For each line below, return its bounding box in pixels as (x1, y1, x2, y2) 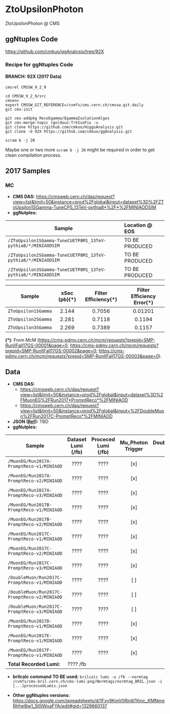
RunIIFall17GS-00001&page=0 (5, 342, 68, 348)
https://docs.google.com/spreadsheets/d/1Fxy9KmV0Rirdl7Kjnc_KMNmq (12, 698, 165, 704)
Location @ (124, 221, 153, 229)
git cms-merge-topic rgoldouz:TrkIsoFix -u (5, 120, 99, 125)
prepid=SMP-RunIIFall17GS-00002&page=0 (5, 347, 97, 353)
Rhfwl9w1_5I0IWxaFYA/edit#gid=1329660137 (12, 703, 107, 709)
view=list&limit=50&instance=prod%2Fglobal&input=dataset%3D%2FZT (12, 199, 164, 205)
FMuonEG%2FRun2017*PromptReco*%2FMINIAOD (20, 397, 128, 403)
